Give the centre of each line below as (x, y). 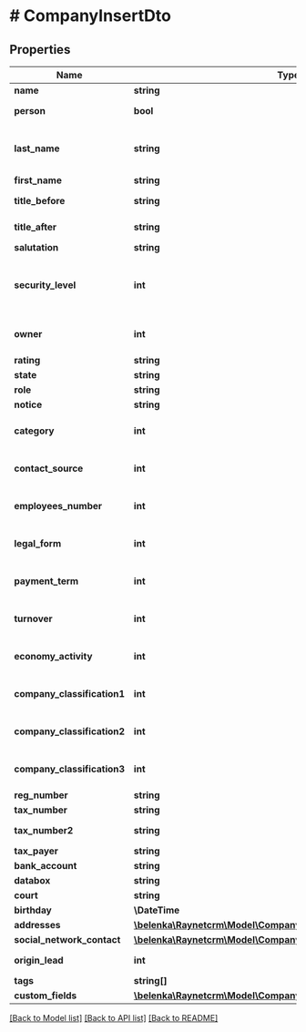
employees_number (58, 506)
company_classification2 (70, 731)
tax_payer (36, 851)
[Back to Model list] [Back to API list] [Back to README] (114, 1018)
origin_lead (39, 960)
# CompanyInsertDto (90, 16)
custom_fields (46, 996)
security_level (45, 285)
